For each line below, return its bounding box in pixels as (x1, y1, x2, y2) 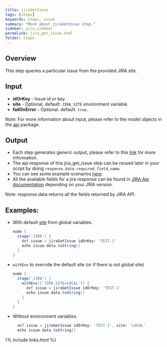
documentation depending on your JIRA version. (12, 182, 113, 188)
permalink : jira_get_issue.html (5, 31, 73, 36)
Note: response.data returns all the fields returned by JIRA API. (5, 191, 136, 197)
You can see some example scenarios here (12, 171, 102, 177)
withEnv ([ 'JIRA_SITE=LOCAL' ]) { (22, 281, 90, 286)
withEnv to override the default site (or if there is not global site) (12, 262, 144, 268)
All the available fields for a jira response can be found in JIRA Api (12, 176, 149, 182)
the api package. (5, 122, 40, 128)
